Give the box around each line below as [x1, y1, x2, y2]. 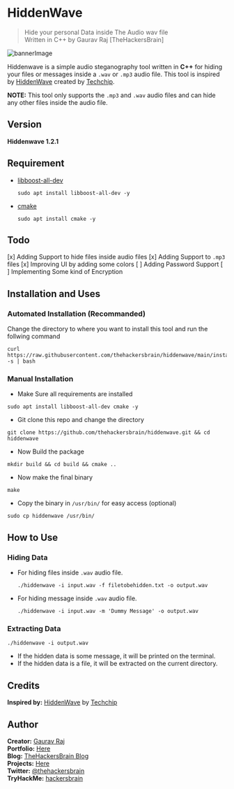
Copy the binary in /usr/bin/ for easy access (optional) [17, 499, 177, 507]
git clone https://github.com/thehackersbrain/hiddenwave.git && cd [7, 429, 210, 436]
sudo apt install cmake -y [17, 215, 96, 222]
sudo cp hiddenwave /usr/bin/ [7, 512, 95, 520]
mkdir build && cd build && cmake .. [7, 461, 117, 468]
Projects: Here [7, 759, 50, 767]
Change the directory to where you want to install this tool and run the [7, 325, 208, 333]
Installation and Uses [7, 288, 101, 300]
